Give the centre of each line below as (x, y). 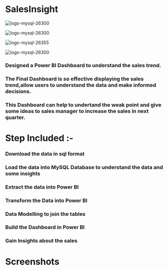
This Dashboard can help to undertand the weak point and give (83, 105)
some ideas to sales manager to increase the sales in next (77, 111)
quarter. (15, 117)
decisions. (18, 91)
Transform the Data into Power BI (46, 200)
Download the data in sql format (45, 154)
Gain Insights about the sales (41, 241)
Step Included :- (39, 138)
